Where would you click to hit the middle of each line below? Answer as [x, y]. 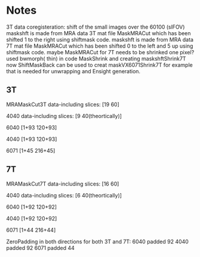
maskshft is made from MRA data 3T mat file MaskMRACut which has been [99, 33]
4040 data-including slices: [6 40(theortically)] [64, 195]
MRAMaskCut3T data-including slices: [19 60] [63, 104]
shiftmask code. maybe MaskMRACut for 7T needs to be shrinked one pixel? [100, 52]
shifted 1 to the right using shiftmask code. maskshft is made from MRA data [100, 39]
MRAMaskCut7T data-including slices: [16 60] [63, 184]
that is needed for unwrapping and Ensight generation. [73, 71]
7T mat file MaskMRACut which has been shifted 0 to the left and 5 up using [100, 46]
